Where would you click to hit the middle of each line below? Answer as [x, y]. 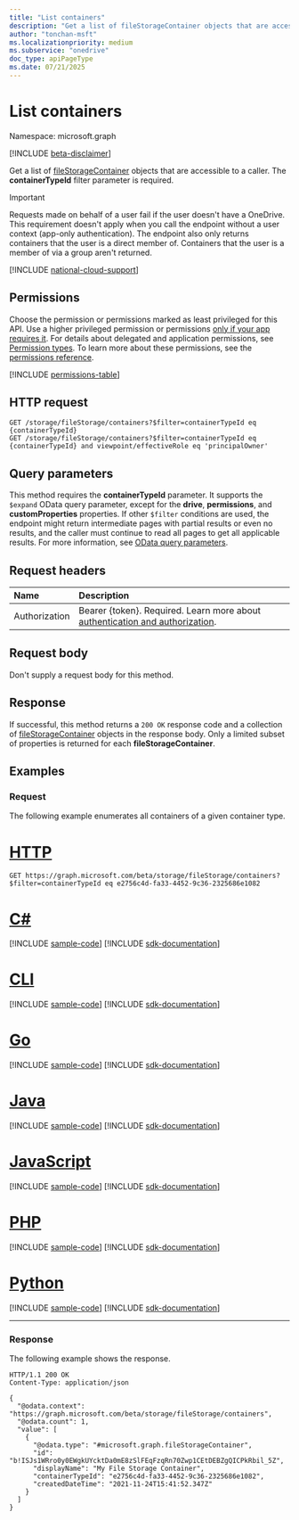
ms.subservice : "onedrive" [59, 51]
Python [36, 1283]
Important [27, 197]
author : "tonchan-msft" [53, 34]
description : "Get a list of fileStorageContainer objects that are [139, 26]
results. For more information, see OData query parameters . [119, 542]
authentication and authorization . [148, 622]
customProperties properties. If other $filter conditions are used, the [139, 514]
